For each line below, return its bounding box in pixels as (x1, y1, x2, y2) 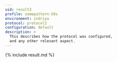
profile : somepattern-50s (5, 12, 58, 16)
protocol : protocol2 (5, 20, 47, 26)
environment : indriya (5, 16, 49, 21)
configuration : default (5, 25, 54, 30)
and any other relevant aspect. (9, 39, 76, 44)
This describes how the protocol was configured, (9, 34, 113, 39)
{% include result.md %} (5, 52, 55, 58)
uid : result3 (5, 7, 32, 12)
